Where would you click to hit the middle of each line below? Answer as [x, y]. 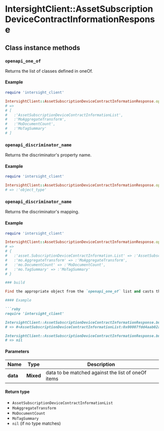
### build [15, 283]
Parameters [17, 351]
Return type [18, 392]
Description [101, 364]
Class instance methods [43, 48]
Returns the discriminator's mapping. [42, 212]
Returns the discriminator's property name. [48, 155]
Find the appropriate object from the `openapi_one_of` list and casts [79, 291]
